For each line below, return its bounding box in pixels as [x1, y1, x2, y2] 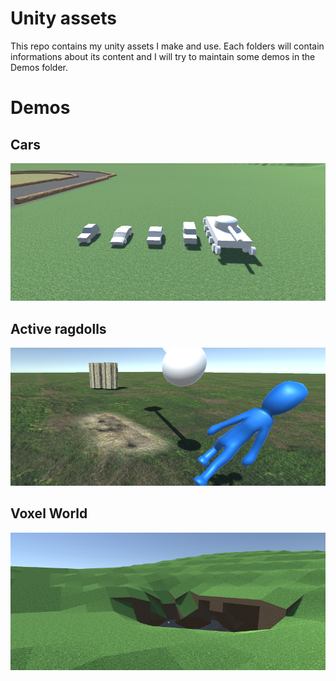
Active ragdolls [10, 320, 107, 337]
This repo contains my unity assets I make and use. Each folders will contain [10, 40, 325, 52]
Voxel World [10, 505, 88, 522]
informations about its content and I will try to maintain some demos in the [10, 50, 316, 62]
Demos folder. [10, 61, 68, 73]
